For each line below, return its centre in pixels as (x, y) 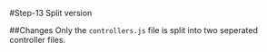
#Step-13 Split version (51, 13)
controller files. (38, 40)
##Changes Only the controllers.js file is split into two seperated (134, 30)
